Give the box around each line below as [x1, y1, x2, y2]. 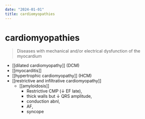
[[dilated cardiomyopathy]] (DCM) [12, 63, 80, 68]
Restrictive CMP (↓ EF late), [26, 88, 82, 94]
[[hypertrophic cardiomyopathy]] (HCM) [12, 73, 92, 79]
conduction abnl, [26, 98, 60, 104]
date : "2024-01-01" [5, 7, 44, 12]
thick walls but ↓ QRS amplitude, [26, 93, 92, 99]
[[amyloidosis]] [19, 83, 50, 89]
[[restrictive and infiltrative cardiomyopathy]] [12, 78, 101, 84]
